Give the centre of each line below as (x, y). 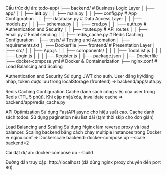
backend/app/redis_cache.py (35, 102)
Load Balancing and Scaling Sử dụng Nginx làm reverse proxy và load (77, 127)
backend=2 (17, 143)
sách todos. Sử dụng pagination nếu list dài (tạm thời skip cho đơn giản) (80, 117)
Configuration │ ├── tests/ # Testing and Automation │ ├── (68, 40)
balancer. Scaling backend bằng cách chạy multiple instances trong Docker (83, 132)
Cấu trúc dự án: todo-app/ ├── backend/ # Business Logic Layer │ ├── (80, 8)
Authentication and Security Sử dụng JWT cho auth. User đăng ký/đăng (80, 76)
